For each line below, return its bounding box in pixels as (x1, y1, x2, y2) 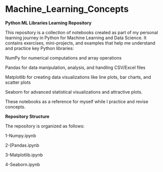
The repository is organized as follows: (5, 123, 85, 129)
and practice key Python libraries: (5, 45, 74, 51)
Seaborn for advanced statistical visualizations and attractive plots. (5, 89, 143, 95)
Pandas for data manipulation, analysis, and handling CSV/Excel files (5, 64, 146, 70)
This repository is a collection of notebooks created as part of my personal (5, 29, 158, 35)
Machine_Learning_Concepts (5, 3, 129, 15)
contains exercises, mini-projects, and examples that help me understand (5, 40, 156, 46)
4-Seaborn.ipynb (5, 161, 40, 167)
